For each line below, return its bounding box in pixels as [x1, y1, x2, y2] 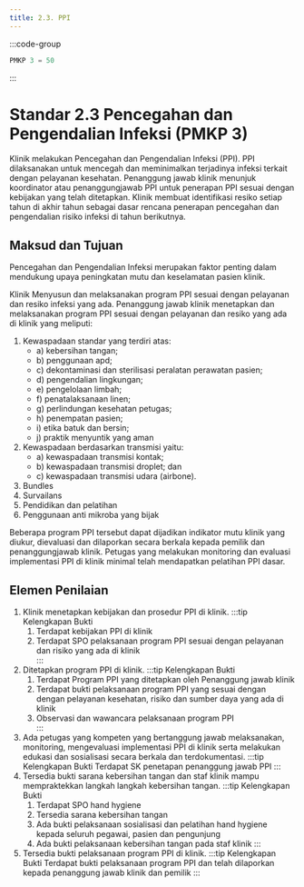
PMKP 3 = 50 [9, 55, 54, 65]
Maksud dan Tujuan [9, 237, 124, 253]
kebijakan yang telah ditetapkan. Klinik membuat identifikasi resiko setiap [9, 192, 283, 203]
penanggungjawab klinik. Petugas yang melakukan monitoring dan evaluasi [9, 546, 291, 557]
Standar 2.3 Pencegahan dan [9, 104, 233, 125]
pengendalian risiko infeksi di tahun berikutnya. [9, 211, 186, 223]
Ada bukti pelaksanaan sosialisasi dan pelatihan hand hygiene [35, 819, 268, 830]
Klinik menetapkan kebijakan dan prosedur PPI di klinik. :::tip [22, 606, 248, 618]
